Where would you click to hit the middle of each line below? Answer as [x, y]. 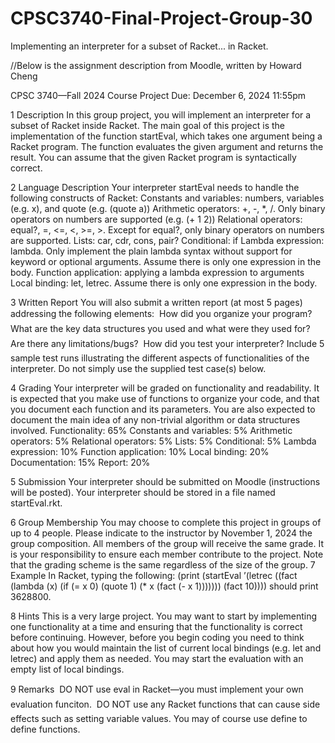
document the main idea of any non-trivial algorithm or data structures [155, 419]
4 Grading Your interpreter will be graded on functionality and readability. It [165, 388]
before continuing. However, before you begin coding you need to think [157, 637]
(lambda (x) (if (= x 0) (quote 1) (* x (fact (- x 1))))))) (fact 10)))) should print [164, 586]
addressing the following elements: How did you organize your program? [161, 313]
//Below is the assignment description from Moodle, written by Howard [156, 65]
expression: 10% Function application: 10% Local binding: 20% [140, 451]
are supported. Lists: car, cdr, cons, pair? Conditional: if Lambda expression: [167, 240]
